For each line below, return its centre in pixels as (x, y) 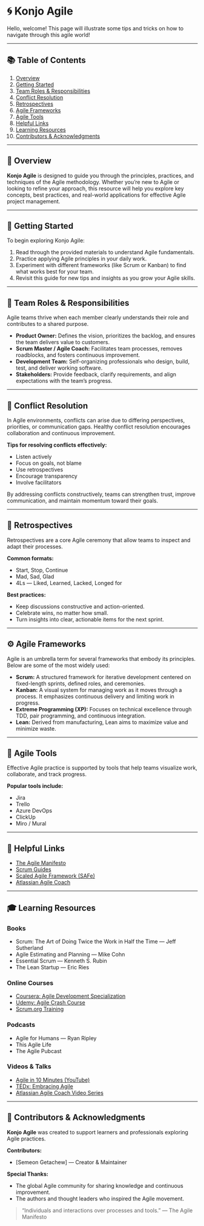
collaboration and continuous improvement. (61, 433)
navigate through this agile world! (48, 35)
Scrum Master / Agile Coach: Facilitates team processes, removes (99, 349)
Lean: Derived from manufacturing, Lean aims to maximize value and (102, 722)
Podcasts (21, 1025)
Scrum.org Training (40, 1009)
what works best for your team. (55, 272)
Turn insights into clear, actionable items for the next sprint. (90, 619)
